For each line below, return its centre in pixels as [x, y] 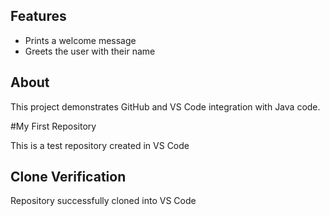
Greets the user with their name [90, 51]
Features [38, 16]
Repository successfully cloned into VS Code [103, 201]
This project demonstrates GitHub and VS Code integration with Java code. [165, 106]
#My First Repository [53, 126]
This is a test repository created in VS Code [100, 145]
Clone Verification [68, 177]
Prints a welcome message [80, 40]
